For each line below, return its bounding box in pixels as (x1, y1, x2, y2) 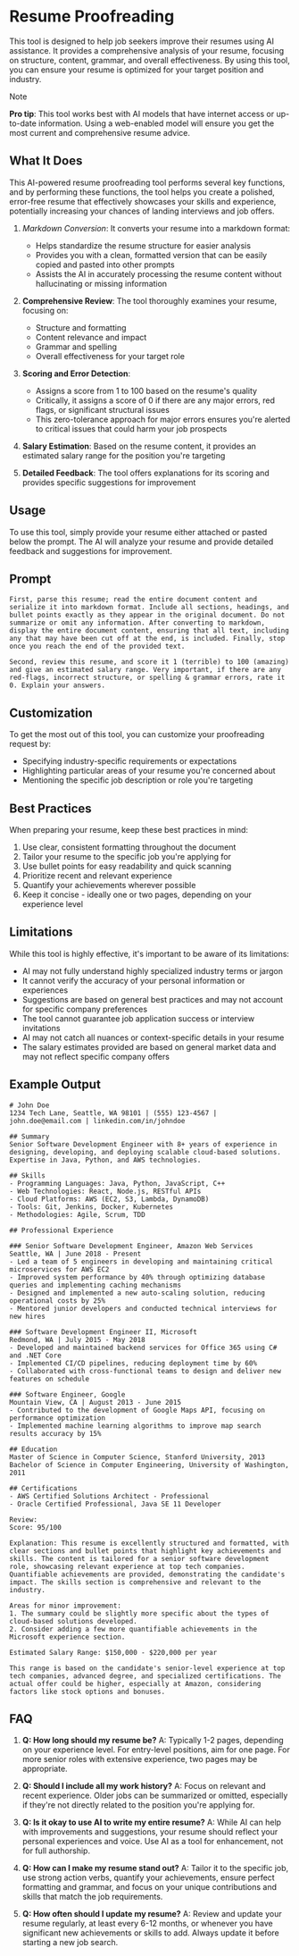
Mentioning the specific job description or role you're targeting (21, 775, 253, 785)
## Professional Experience (9, 1226, 114, 1235)
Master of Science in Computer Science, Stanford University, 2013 (9, 1452, 266, 1462)
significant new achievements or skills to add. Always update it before (21, 1927, 279, 1938)
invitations (21, 1022, 61, 1033)
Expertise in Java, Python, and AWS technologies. (9, 1155, 202, 1164)
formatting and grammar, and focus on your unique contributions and (21, 1882, 277, 1893)
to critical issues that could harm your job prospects (35, 423, 228, 434)
